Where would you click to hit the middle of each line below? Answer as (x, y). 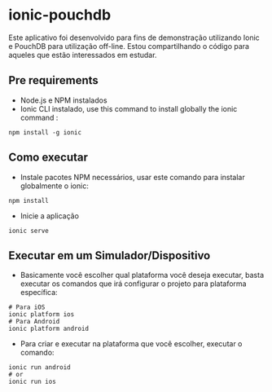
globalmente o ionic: (55, 186)
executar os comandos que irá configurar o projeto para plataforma (133, 284)
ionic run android (39, 368)
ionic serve (29, 231)
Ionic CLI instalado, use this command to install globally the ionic (129, 108)
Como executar (48, 158)
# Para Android (34, 322)
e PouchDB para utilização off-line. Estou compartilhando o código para (129, 46)
